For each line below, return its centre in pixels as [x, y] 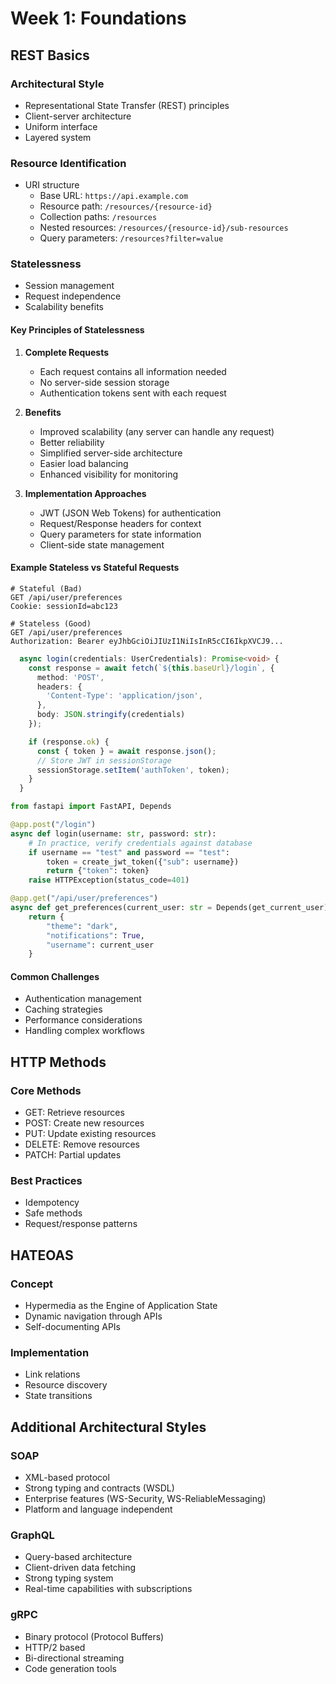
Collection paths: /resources [98, 217]
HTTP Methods [58, 1062]
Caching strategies [63, 1009]
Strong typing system [69, 1578]
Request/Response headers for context [120, 523]
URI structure [52, 185]
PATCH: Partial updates [73, 1155]
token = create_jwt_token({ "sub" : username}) [143, 862]
